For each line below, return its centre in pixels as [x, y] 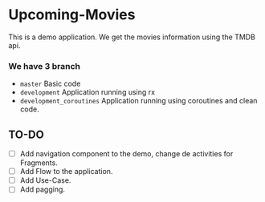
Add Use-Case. [45, 180]
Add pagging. [43, 189]
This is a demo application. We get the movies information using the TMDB [132, 37]
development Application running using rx [87, 92]
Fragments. [39, 163]
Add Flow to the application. [66, 172]
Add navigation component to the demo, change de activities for [126, 154]
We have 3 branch [44, 66]
